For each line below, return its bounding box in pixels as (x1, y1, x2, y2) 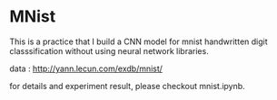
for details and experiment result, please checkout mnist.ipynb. (9, 80, 245, 91)
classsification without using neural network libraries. (9, 45, 209, 56)
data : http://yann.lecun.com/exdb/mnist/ (9, 63, 163, 74)
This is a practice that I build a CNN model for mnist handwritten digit (9, 36, 268, 47)
